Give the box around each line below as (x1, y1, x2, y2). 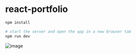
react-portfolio (5, 3, 68, 15)
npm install (5, 20, 30, 25)
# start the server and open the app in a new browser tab (5, 29, 131, 34)
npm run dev (5, 33, 30, 38)
